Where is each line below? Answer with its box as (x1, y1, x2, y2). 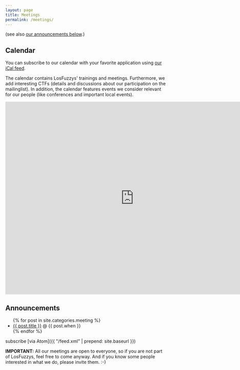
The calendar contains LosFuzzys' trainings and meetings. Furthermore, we (5, 75, 165, 81)
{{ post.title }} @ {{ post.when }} (12, 323, 81, 329)
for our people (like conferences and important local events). (5, 91, 134, 98)
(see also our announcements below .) (5, 31, 85, 38)
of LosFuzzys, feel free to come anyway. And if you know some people (5, 354, 155, 360)
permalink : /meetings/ (5, 17, 54, 22)
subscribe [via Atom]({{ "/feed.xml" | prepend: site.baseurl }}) (5, 338, 136, 344)
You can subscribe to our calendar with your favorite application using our (5, 60, 162, 66)
